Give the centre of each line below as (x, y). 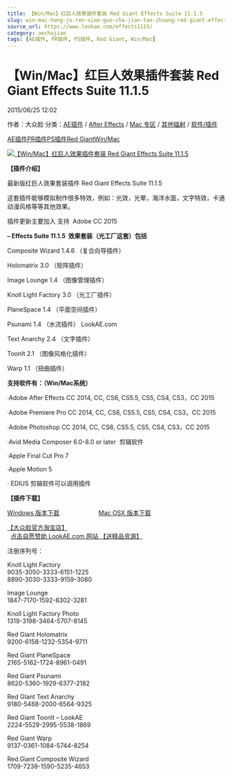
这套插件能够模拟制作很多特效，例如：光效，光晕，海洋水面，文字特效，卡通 (116, 198)
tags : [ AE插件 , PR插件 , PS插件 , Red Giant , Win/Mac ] (81, 39)
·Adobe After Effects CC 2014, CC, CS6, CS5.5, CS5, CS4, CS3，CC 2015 (111, 398)
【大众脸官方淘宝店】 (37, 527)
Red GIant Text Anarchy (41, 697)
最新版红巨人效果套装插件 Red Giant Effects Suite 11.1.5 (85, 183)
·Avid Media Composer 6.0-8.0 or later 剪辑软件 (75, 442)
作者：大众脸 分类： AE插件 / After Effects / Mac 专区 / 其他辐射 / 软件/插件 (113, 125)
